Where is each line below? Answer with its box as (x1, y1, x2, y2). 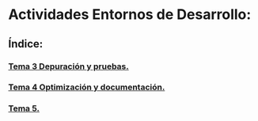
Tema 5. (8, 103, 40, 114)
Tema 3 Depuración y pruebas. (8, 61, 129, 72)
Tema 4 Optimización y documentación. (8, 81, 165, 93)
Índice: (8, 37, 44, 51)
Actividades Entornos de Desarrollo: (8, 6, 252, 24)
